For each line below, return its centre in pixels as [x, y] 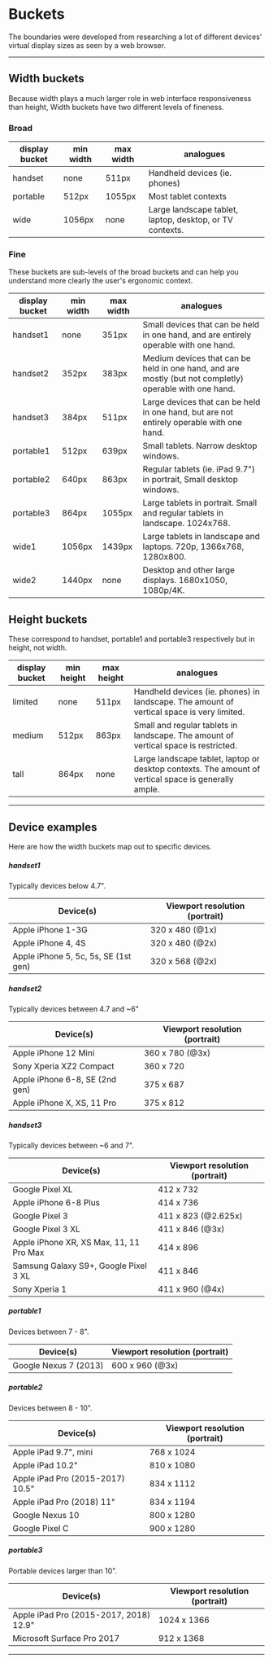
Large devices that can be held [201, 402]
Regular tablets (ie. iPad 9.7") [199, 469]
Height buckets [48, 619]
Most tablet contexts [188, 196]
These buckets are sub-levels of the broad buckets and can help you [124, 272]
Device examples [53, 827]
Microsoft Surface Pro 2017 [66, 1638]
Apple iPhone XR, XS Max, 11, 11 [76, 1242]
